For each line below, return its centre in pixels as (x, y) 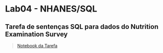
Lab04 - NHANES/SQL (51, 9)
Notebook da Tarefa (37, 46)
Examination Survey (36, 34)
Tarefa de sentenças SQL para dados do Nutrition (82, 27)
